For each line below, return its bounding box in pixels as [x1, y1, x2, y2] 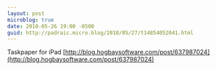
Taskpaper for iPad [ [7, 48, 66, 56]
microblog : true [7, 16, 54, 23]
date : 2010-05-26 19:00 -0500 [7, 23, 95, 30]
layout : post [7, 10, 45, 17]
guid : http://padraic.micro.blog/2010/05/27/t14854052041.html [7, 29, 194, 36]
